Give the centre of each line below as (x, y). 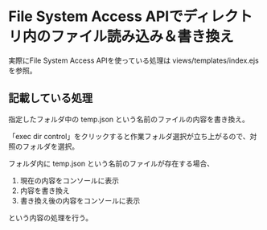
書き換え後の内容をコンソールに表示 (80, 200)
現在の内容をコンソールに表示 (69, 180)
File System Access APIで (96, 16)
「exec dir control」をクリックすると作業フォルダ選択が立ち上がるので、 (129, 136)
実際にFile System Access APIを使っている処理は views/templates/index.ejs (133, 60)
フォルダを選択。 (50, 146)
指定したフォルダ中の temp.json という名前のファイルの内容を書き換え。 (129, 119)
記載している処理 (51, 99)
